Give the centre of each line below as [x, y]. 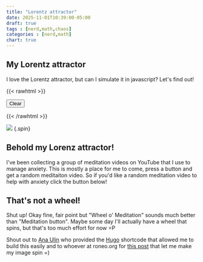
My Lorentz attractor [46, 65]
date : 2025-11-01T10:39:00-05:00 [48, 18]
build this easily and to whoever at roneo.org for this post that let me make [99, 246]
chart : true [21, 40]
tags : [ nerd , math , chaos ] [39, 29]
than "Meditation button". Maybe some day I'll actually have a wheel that [97, 221]
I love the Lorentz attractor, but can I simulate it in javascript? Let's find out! [100, 79]
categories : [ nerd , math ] [39, 35]
